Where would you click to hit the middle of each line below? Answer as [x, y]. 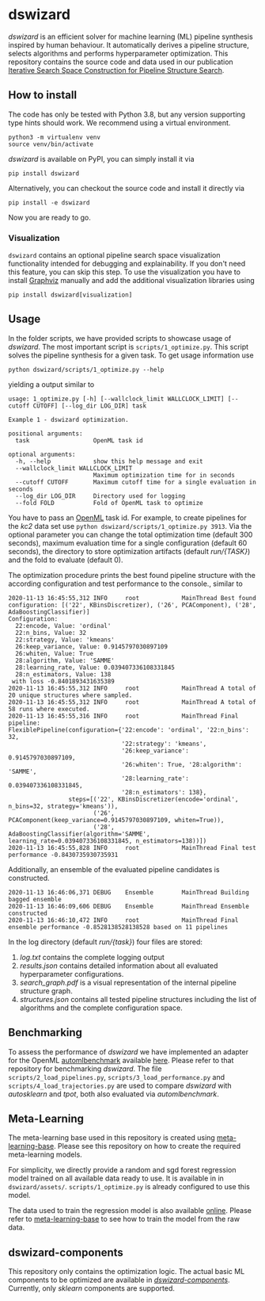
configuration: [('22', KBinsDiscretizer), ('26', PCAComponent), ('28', [132, 605]
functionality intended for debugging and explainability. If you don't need [127, 264]
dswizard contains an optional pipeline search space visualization [114, 255]
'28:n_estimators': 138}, [164, 792]
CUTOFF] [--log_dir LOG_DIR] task [90, 406]
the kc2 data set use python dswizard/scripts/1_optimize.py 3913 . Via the [130, 526]
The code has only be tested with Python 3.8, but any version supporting [127, 114]
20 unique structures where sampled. [70, 695]
